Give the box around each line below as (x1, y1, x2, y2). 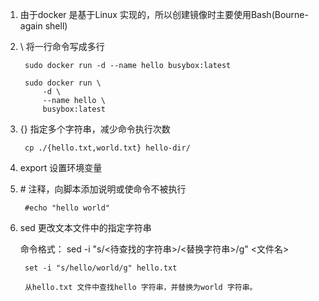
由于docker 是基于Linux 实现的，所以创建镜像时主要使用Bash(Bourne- (19, 9, 309, 20)
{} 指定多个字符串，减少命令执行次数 (19, 123, 171, 135)
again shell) (19, 20, 68, 32)
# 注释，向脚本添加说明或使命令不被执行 (19, 183, 187, 195)
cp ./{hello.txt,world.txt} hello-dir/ (24, 143, 191, 153)
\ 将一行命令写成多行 (19, 41, 105, 52)
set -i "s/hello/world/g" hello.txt (24, 263, 178, 273)
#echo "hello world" (24, 203, 110, 213)
